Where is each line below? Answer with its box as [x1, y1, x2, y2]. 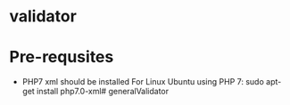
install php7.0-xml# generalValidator [37, 86, 170, 97]
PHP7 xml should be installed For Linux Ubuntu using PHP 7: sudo [21, 77, 265, 87]
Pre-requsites [9, 47, 114, 68]
